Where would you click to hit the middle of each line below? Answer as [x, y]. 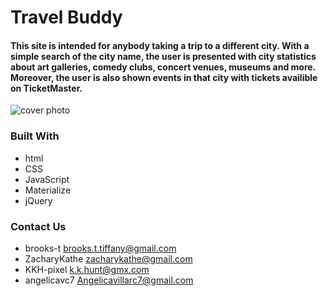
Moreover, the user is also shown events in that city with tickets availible [164, 77]
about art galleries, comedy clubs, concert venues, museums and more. [163, 67]
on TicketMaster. [46, 88]
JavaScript [47, 179]
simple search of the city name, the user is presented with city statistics [163, 56]
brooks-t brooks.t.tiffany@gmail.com [100, 248]
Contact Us [38, 226]
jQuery [38, 200]
